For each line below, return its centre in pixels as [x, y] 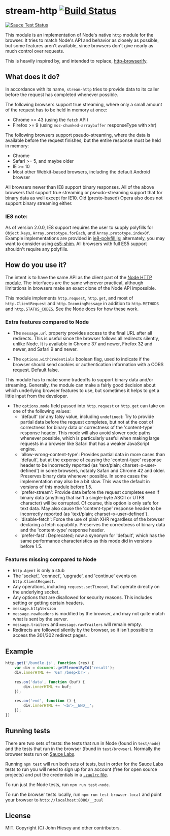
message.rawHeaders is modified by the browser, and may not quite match [89, 614]
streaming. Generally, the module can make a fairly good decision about [80, 385]
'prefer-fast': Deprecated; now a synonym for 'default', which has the [92, 535]
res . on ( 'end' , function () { [45, 701]
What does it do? [32, 77]
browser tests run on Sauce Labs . [41, 754]
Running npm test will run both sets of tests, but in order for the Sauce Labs [84, 764]
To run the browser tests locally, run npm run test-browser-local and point [83, 794]
